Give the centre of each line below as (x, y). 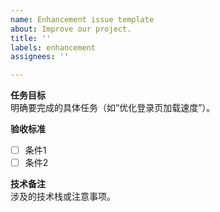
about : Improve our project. (71, 29)
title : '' (31, 38)
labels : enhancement (53, 47)
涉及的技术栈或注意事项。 (63, 197)
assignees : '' (40, 57)
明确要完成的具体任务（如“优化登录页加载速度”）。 (113, 108)
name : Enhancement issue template (82, 19)
